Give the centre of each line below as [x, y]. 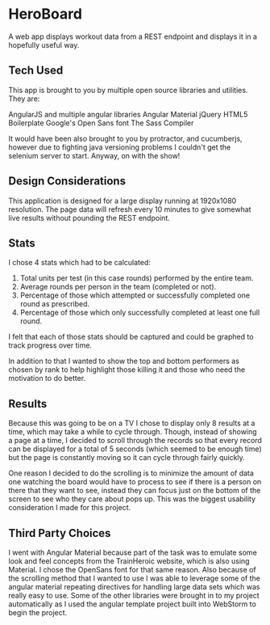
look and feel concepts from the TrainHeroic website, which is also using [129, 561]
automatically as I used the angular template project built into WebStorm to [132, 604]
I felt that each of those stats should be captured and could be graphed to [131, 337]
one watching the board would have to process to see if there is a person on [135, 482]
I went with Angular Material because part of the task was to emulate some [133, 552]
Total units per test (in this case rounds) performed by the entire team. [137, 278]
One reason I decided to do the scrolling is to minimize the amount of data [131, 473]
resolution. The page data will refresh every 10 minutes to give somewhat [130, 209]
